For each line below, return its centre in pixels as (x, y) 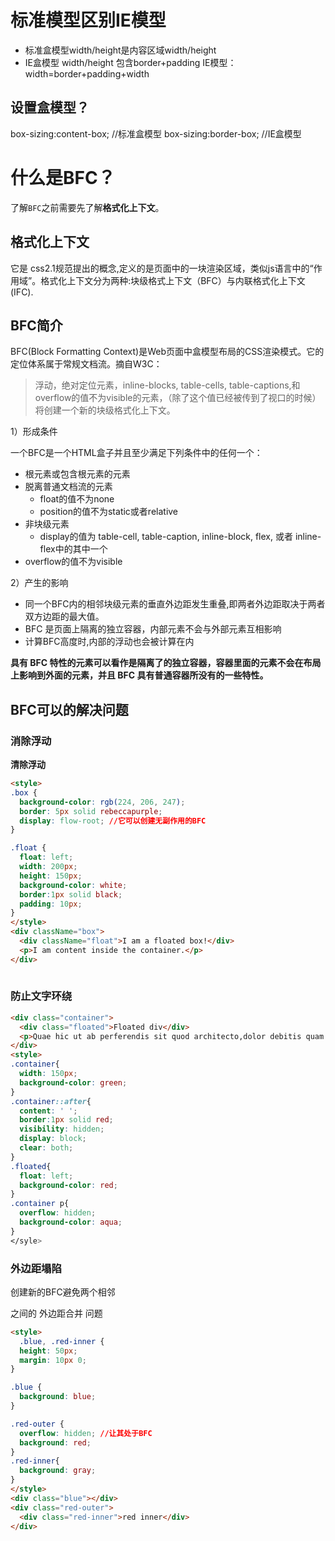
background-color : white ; (73, 885)
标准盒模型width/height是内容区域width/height (120, 50)
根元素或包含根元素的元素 (77, 474)
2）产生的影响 (39, 583)
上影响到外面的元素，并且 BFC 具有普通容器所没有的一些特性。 (139, 675)
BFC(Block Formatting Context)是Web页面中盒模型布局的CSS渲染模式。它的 (167, 352)
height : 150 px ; (51, 876)
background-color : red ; (68, 1185)
